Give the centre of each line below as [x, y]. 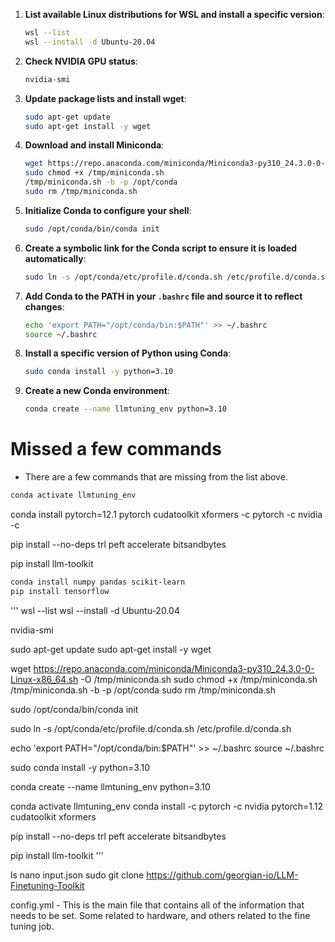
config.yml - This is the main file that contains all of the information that [157, 905]
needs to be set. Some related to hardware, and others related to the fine [160, 915]
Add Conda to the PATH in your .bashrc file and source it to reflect [163, 296]
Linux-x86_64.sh [44, 679]
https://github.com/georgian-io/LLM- [222, 875]
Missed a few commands [116, 449]
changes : [44, 306]
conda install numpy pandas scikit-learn [98, 582]
